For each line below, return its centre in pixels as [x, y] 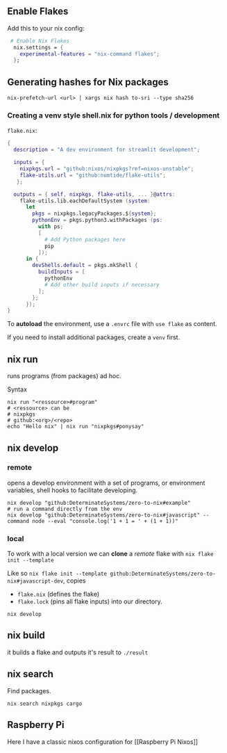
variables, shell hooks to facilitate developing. [73, 490]
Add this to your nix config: [46, 28]
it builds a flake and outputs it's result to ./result [78, 652]
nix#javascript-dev [35, 581]
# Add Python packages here [85, 239]
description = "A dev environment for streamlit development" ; [107, 150]
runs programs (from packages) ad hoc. [64, 376]
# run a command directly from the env [65, 509]
